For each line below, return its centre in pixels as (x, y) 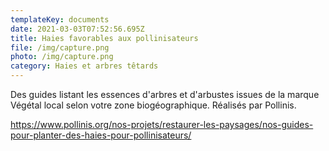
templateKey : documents (60, 19)
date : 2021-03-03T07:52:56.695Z (77, 29)
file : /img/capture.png (60, 47)
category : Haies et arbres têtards (84, 66)
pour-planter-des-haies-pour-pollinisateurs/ (101, 135)
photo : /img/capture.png (62, 57)
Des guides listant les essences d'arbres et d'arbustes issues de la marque (165, 94)
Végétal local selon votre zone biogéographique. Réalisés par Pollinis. (153, 105)
